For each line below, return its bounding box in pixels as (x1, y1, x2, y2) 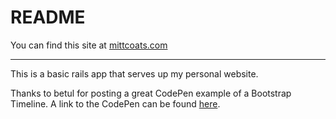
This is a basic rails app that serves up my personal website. (10, 67, 259, 80)
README (10, 6, 86, 29)
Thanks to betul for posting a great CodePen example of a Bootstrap (10, 87, 292, 99)
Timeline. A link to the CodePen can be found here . (10, 97, 221, 110)
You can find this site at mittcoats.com (10, 39, 168, 51)
